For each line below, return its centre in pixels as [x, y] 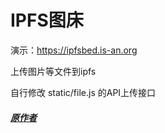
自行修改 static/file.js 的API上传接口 [83, 92]
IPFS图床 [47, 20]
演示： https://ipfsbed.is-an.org [74, 50]
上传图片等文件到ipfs [53, 71]
